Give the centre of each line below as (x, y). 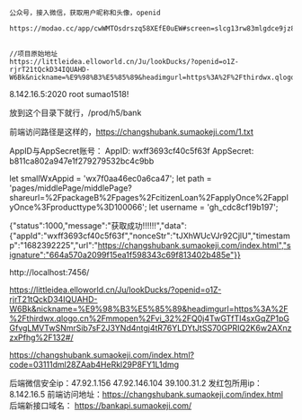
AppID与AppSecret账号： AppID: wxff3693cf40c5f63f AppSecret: (132, 151)
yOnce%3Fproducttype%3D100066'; (78, 207)
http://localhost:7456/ (49, 272)
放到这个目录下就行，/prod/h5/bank (75, 112)
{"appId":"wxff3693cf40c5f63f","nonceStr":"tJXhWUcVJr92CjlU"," (133, 236)
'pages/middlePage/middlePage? (71, 188)
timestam (273, 236)
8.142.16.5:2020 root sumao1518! (69, 94)
